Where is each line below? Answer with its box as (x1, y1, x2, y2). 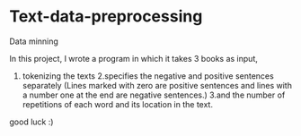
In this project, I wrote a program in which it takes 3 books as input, (9, 53, 258, 64)
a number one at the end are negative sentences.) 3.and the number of (22, 89, 286, 100)
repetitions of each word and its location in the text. (22, 98, 214, 109)
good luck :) (9, 116, 54, 127)
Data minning (9, 36, 58, 47)
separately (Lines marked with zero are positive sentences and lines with (22, 80, 292, 90)
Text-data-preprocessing (9, 6, 203, 27)
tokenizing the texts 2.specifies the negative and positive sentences (22, 70, 274, 81)
